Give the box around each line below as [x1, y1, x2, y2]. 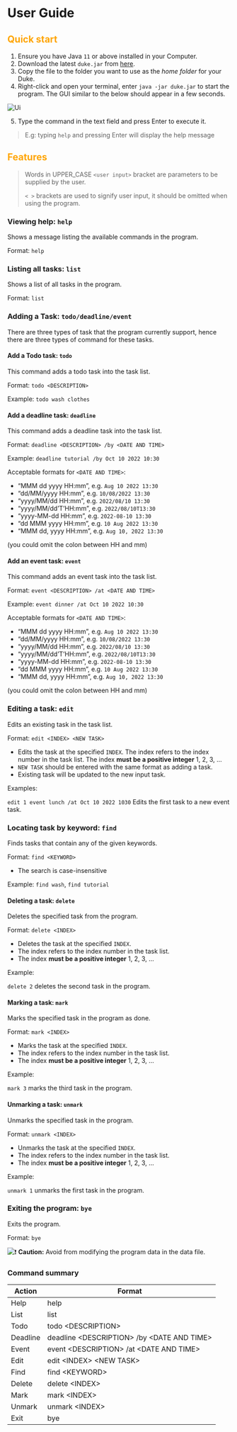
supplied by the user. [24, 177, 86, 186]
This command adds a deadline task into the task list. [7, 427, 163, 435]
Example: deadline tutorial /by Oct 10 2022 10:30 [7, 454, 160, 463]
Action [13, 1286, 37, 1296]
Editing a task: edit [7, 704, 74, 714]
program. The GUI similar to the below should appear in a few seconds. [17, 90, 226, 98]
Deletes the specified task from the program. [7, 912, 138, 920]
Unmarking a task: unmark [7, 1100, 83, 1108]
